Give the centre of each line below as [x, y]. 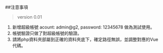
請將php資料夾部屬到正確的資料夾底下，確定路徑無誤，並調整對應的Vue [85, 39]
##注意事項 [17, 7]
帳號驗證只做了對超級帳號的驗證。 [47, 33]
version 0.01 [29, 17]
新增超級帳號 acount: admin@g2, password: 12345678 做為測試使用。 [83, 27]
